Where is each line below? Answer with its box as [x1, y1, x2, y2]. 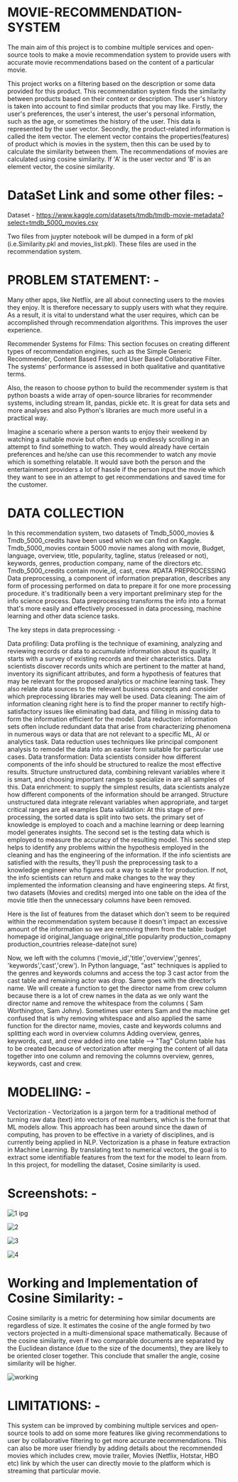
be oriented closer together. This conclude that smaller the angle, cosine [7, 1351, 220, 1360]
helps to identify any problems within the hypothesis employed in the [7, 843, 210, 851]
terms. [7, 369, 26, 378]
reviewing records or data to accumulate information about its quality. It [7, 647, 217, 655]
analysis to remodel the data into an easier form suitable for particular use [7, 745, 224, 753]
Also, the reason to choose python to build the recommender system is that [7, 383, 228, 391]
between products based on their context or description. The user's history [7, 94, 228, 103]
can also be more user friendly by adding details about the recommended [7, 1444, 223, 1452]
